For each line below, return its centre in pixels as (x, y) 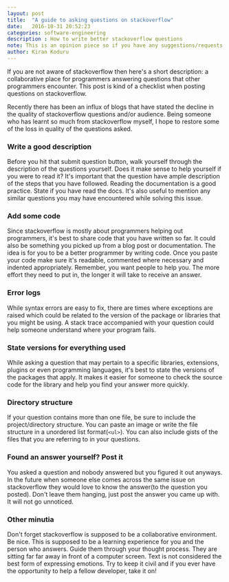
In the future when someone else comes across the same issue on (101, 479)
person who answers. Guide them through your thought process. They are (112, 549)
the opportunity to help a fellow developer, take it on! (82, 571)
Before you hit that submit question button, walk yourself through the (105, 162)
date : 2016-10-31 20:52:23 (49, 26)
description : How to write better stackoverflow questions (95, 39)
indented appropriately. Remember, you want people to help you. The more (113, 268)
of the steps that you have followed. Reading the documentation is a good (112, 184)
